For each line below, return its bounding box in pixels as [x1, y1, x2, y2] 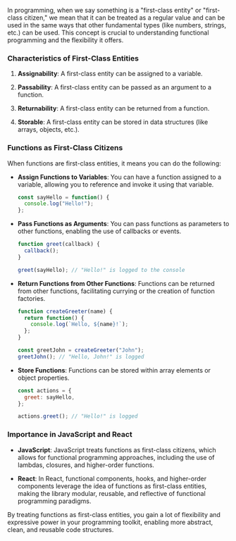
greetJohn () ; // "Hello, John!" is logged [17, 353, 144, 360]
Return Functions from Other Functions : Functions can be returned [17, 279, 215, 287]
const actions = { [17, 387, 72, 394]
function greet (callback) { [17, 241, 100, 248]
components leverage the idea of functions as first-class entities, [17, 482, 207, 490]
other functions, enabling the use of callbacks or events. [17, 227, 182, 235]
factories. [17, 294, 46, 302]
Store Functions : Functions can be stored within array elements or [17, 366, 211, 374]
